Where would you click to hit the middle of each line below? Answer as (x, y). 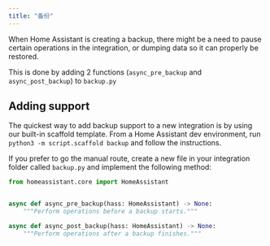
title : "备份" (31, 16)
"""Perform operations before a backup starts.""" (111, 212)
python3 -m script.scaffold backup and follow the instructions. (115, 143)
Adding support (49, 106)
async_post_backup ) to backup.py (62, 80)
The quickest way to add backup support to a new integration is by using (131, 126)
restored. (24, 56)
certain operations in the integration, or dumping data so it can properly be (133, 47)
